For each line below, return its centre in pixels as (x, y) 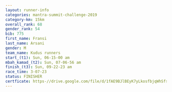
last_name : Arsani (25, 43)
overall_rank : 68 (24, 24)
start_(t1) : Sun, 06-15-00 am (38, 57)
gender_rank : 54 (23, 29)
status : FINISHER (24, 77)
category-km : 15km (25, 19)
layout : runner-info (27, 10)
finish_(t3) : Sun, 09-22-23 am (39, 67)
